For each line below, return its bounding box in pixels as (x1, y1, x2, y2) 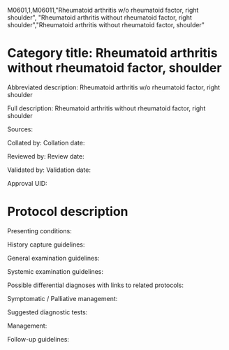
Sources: (7, 125, 34, 133)
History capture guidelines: (7, 240, 85, 249)
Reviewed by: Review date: (7, 152, 85, 160)
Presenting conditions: (7, 226, 72, 235)
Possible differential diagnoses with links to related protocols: (7, 281, 184, 289)
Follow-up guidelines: (7, 335, 70, 343)
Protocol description (7, 204, 128, 219)
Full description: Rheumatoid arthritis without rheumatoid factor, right (7, 104, 206, 112)
